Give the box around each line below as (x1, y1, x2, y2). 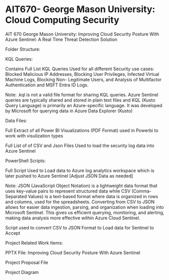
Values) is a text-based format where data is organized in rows (27, 193, 158, 199)
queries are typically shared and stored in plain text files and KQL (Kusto (5, 97, 155, 103)
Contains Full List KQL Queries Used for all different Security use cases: (5, 66, 154, 72)
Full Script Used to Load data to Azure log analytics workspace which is (5, 167, 155, 173)
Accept (5, 230, 20, 236)
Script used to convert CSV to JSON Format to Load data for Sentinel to (5, 224, 154, 230)
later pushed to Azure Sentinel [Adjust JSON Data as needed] (5, 173, 133, 179)
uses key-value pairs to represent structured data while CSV (5, 188, 131, 194)
